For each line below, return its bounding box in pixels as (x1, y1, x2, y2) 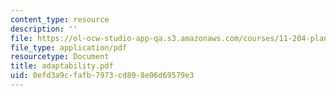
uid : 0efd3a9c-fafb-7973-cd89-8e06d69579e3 (10, 71, 195, 81)
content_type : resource (10, 14, 110, 25)
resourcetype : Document (10, 52, 110, 62)
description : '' (10, 24, 78, 34)
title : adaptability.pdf (10, 61, 114, 71)
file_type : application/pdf (10, 42, 128, 53)
